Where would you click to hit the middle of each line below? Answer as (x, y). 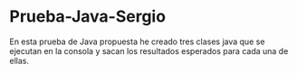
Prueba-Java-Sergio (87, 17)
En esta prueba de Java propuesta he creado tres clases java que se (137, 41)
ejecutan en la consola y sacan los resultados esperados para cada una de (149, 50)
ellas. (19, 60)
